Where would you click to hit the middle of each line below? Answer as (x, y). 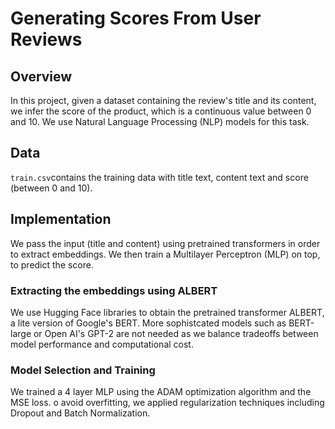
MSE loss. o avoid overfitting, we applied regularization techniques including (167, 403)
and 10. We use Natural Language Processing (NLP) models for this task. (160, 121)
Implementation (61, 219)
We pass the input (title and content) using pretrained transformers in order (165, 243)
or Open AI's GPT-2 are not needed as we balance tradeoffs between (176, 333)
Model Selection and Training (83, 370)
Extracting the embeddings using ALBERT (114, 290)
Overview (41, 76)
